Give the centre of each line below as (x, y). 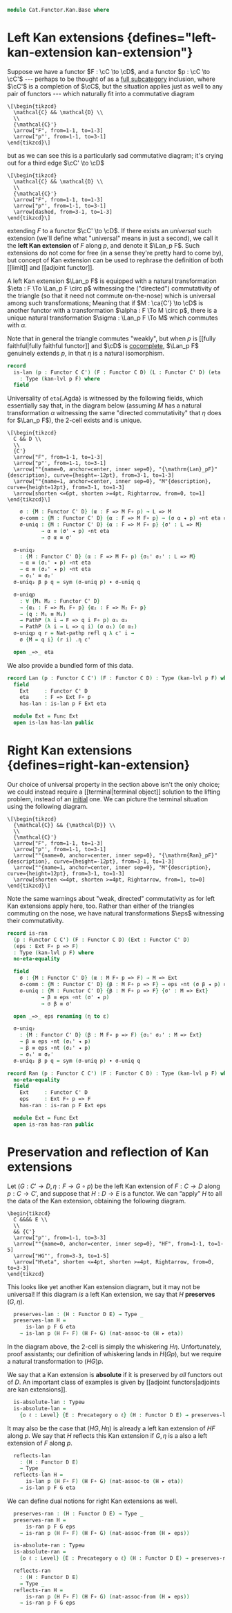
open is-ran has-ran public (54, 1124)
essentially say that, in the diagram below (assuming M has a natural (104, 405)
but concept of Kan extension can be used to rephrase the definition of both (115, 260)
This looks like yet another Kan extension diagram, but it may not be (104, 1286)
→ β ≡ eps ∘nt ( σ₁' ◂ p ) (55, 1041)
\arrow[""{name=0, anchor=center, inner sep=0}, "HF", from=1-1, (109, 1243)
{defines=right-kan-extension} (99, 765)
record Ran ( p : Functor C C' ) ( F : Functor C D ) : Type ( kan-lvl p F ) (112, 1073)
